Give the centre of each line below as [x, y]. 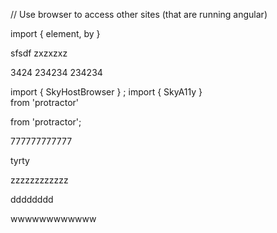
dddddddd [32, 199]
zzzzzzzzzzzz [39, 180]
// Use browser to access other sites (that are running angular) [139, 14]
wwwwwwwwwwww [53, 218]
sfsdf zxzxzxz [39, 53]
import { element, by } [55, 33]
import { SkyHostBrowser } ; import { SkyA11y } [106, 92]
